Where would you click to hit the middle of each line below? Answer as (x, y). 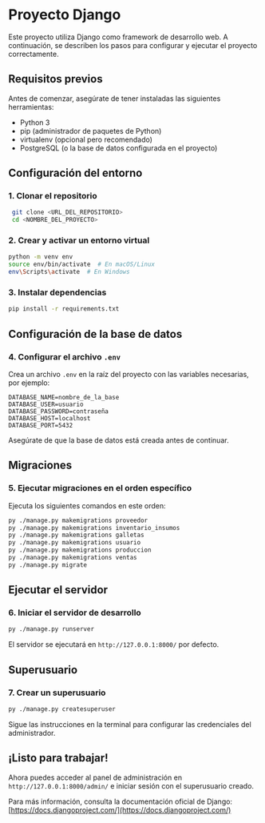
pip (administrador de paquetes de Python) (91, 130)
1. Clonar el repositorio (53, 196)
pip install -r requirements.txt (64, 309)
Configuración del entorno (75, 173)
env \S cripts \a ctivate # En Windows (69, 272)
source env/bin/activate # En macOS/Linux (82, 265)
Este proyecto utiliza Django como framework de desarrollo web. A (119, 37)
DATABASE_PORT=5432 (41, 425)
